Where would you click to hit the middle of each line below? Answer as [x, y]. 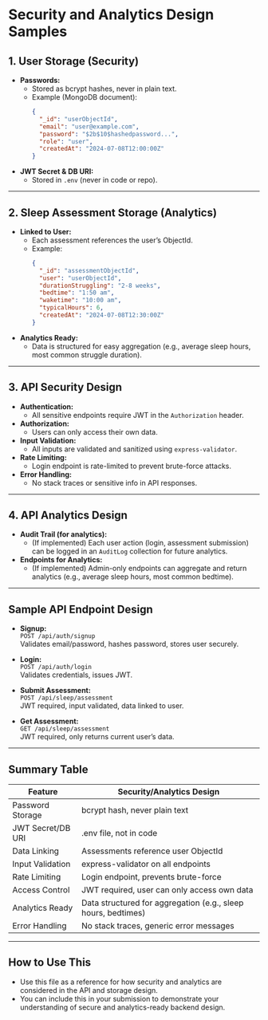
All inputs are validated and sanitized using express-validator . [134, 449]
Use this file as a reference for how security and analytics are [121, 982]
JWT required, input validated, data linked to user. [102, 706]
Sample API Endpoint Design [81, 609]
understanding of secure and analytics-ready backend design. [122, 1007]
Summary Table [48, 769]
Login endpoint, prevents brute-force [151, 877]
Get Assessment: [49, 721]
